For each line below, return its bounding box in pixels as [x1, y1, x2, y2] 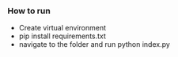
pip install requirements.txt [18, 31, 106, 41]
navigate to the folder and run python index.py [18, 40, 171, 49]
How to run [7, 5, 51, 16]
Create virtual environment [18, 23, 107, 33]
